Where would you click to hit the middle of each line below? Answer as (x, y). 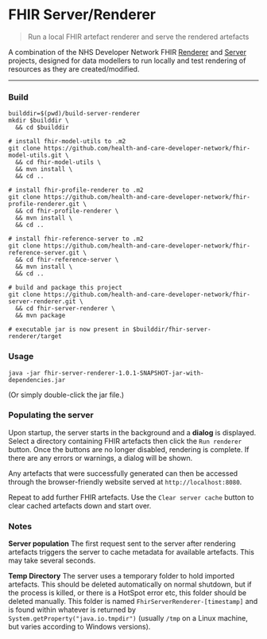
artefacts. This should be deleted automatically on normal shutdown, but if (130, 584)
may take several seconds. (52, 561)
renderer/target (35, 337)
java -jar (25, 373)
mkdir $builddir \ (39, 121)
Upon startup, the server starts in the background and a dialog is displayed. (132, 432)
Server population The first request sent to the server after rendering (122, 544)
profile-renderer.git (44, 205)
